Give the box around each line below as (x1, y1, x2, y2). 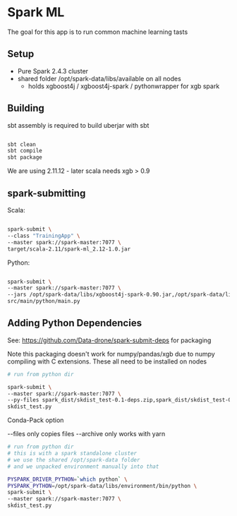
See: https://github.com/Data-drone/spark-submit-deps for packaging (7, 336, 212, 344)
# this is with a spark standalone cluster (7, 450, 138, 457)
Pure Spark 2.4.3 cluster (17, 66, 89, 75)
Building (7, 102, 44, 114)
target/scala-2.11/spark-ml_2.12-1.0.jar (7, 245, 131, 253)
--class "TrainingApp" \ (7, 232, 80, 239)
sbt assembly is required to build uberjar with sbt (7, 121, 150, 129)
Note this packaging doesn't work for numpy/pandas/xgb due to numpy (7, 349, 215, 358)
